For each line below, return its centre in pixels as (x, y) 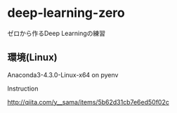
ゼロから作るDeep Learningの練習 (57, 33)
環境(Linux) (32, 58)
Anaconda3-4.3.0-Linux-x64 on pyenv (63, 74)
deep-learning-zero (66, 13)
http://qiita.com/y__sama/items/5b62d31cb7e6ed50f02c (88, 102)
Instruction (23, 88)
